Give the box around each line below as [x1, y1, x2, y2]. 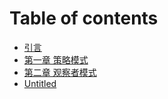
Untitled [23, 77, 57, 89]
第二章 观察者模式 [23, 66, 97, 78]
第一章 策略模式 [23, 53, 89, 66]
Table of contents [9, 7, 159, 30]
